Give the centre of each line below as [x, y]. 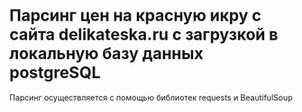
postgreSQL [55, 73]
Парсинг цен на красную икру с [135, 16]
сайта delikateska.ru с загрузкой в [144, 34]
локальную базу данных [106, 54]
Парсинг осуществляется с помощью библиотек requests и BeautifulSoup [151, 97]
